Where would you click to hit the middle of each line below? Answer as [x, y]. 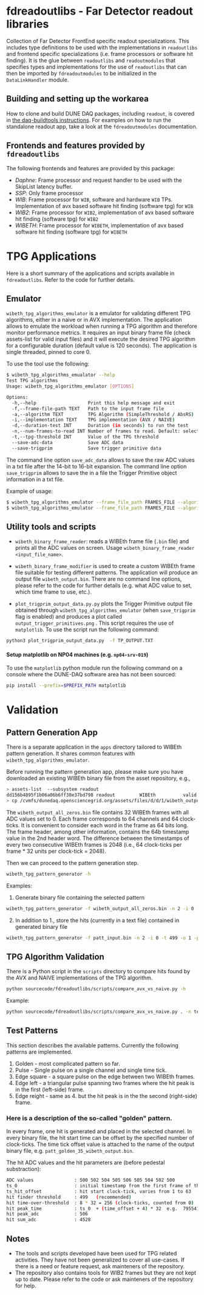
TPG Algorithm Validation [55, 956]
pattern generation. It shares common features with [71, 754]
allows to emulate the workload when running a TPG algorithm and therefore [102, 326]
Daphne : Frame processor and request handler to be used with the [98, 180]
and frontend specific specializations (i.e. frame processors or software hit [100, 54]
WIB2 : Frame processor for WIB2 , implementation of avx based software [104, 212]
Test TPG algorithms [32, 381]
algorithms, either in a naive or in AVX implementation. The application [94, 320]
